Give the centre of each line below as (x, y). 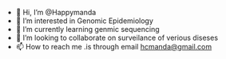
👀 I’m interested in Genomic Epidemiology (85, 21)
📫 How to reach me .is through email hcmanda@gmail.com (114, 47)
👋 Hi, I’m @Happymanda (56, 12)
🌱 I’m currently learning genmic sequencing (87, 29)
